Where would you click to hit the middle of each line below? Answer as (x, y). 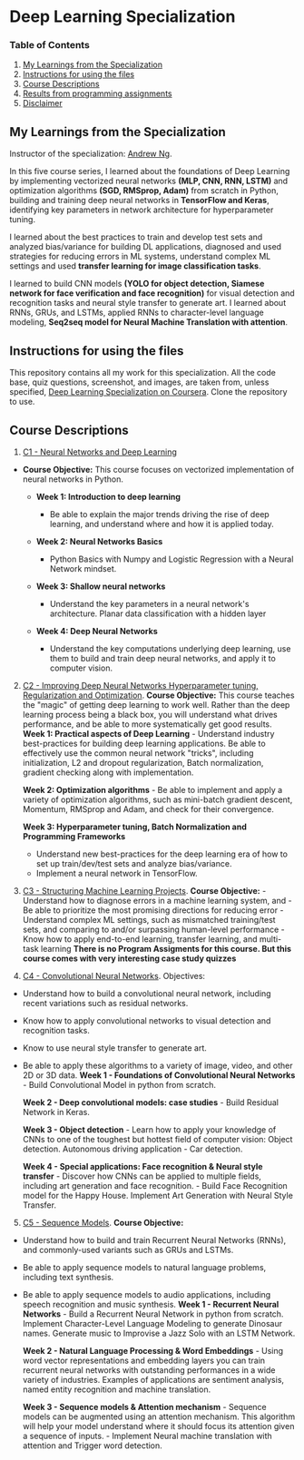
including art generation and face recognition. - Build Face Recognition (155, 1185)
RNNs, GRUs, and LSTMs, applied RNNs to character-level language (137, 313)
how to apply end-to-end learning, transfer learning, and (152, 939)
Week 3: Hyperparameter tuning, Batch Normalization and (134, 827)
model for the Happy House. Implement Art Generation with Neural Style (157, 1195)
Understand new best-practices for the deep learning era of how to (162, 854)
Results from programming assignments (97, 93)
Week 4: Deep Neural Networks (97, 631)
